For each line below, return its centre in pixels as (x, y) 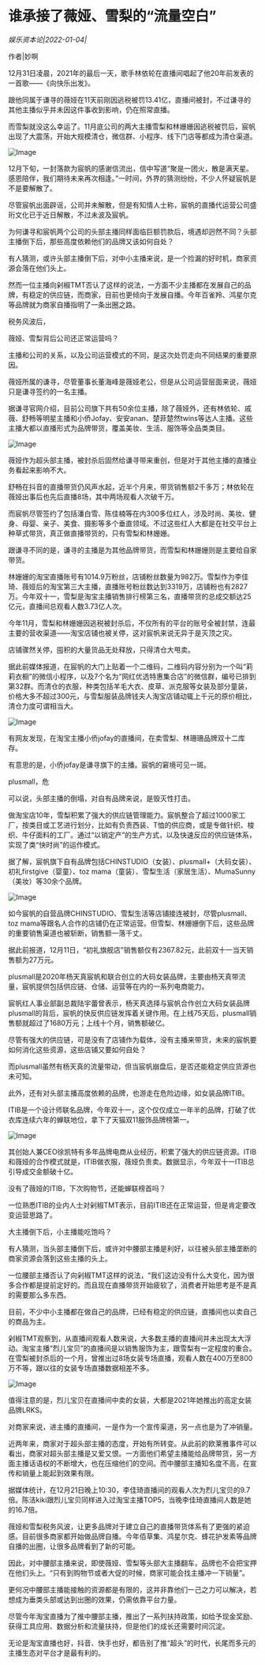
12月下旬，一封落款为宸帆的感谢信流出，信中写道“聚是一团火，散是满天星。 (131, 168)
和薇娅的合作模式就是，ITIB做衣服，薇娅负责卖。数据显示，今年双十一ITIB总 (131, 1161)
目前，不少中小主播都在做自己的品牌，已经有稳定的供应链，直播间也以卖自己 (132, 1311)
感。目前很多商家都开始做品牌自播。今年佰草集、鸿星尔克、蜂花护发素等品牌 (132, 1536)
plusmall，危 (29, 781)
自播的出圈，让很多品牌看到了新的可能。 (74, 1546)
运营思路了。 (35, 1215)
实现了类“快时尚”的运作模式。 (56, 844)
